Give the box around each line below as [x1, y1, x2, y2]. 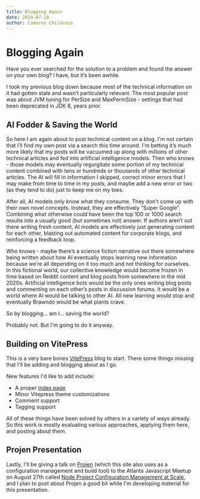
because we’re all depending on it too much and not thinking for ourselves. [6, 261, 190, 268]
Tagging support [14, 403, 56, 410]
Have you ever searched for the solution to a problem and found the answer [6, 65, 193, 72]
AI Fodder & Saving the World [6, 120, 118, 130]
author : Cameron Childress [6, 20, 73, 26]
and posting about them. [6, 427, 67, 434]
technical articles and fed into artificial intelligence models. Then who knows [6, 155, 195, 162]
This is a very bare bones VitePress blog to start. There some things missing [6, 354, 194, 362]
